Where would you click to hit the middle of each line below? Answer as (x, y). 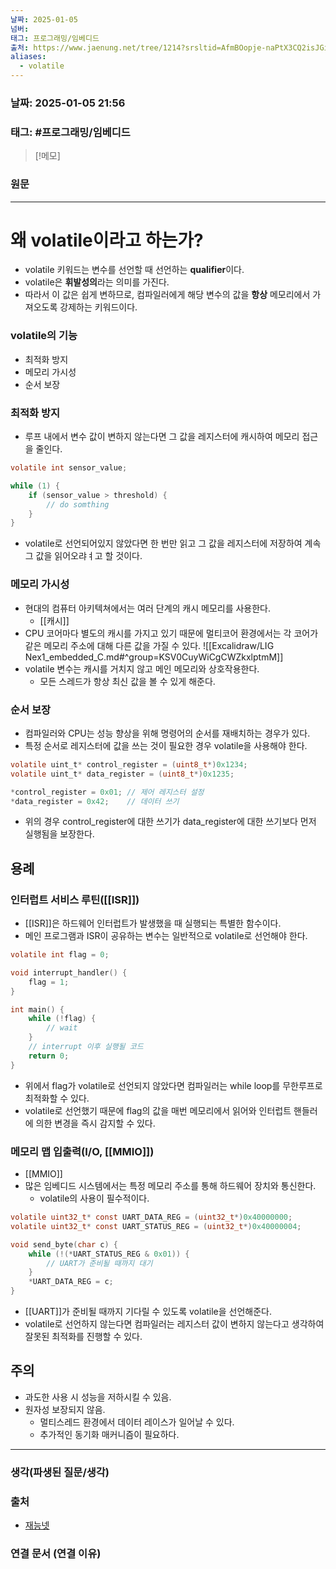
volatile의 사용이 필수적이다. (94, 1198)
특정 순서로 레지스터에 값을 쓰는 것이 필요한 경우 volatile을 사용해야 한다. (166, 745)
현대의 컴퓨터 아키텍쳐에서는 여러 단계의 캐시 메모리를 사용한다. (148, 608)
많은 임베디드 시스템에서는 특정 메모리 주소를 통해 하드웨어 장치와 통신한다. (170, 1185)
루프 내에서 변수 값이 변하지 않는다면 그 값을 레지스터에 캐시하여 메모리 (162, 437)
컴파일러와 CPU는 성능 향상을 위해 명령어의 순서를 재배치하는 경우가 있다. (167, 733)
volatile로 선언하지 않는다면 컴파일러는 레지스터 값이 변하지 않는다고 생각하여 (174, 1324)
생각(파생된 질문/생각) (60, 1472)
